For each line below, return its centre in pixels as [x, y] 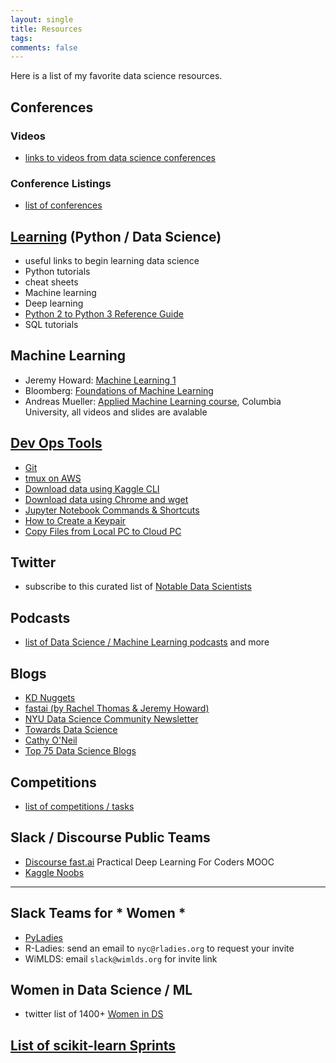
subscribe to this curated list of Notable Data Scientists [138, 587]
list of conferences [63, 205]
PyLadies [43, 937]
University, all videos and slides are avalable [116, 412]
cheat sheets [51, 282]
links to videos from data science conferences [120, 157]
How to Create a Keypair [75, 520]
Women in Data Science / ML [101, 989]
